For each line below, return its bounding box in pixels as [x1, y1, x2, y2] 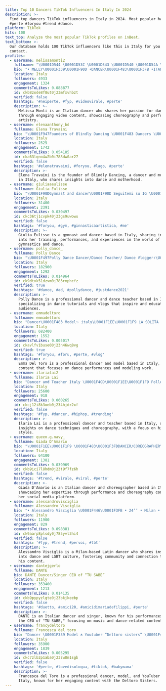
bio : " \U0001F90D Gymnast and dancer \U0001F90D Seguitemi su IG [14, 191, 147, 196]
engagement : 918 [14, 393, 48, 398]
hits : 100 [5, 30, 26, 35]
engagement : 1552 [14, 334, 50, 339]
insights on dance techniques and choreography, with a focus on [18, 426, 156, 431]
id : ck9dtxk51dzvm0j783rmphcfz [14, 278, 79, 283]
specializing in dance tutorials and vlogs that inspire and [18, 301, 147, 306]
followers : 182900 [14, 264, 52, 269]
